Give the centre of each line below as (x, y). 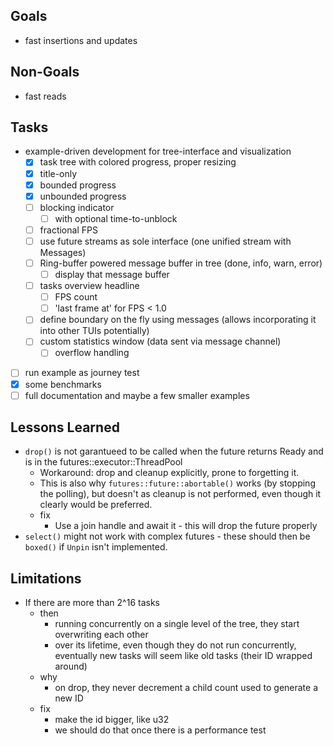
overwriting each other (101, 635)
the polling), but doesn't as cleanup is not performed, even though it (180, 494)
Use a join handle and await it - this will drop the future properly (186, 526)
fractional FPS (68, 230)
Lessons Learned (65, 427)
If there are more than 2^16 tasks (92, 603)
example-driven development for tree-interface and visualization (158, 151)
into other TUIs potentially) (94, 331)
